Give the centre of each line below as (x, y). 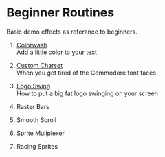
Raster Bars (33, 106)
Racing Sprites (37, 146)
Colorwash (32, 45)
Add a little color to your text (57, 52)
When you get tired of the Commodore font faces (86, 73)
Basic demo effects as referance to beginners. (72, 32)
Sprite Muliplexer (40, 133)
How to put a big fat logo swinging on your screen (87, 93)
